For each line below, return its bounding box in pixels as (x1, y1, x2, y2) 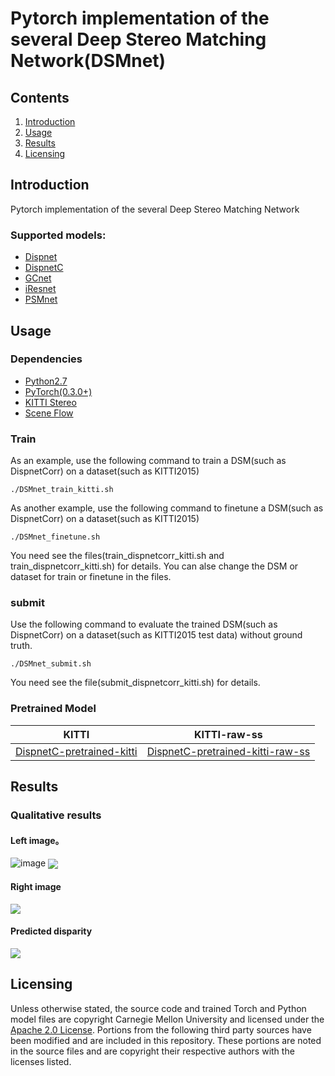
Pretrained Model (10, 702, 97, 716)
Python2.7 (24, 375, 68, 387)
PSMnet (24, 293, 58, 306)
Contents (10, 89, 70, 106)
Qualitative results (10, 808, 102, 822)
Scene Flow (24, 407, 74, 419)
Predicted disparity (10, 925, 93, 937)
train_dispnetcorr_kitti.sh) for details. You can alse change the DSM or (10, 560, 299, 572)
